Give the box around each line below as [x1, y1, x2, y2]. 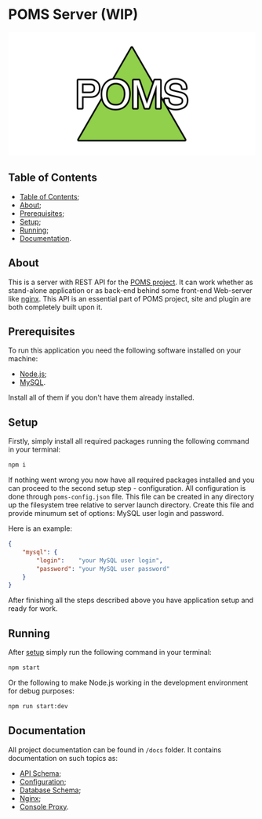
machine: [8, 354, 38, 364]
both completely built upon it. [8, 302, 104, 312]
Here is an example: [8, 524, 73, 533]
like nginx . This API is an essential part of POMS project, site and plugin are [8, 294, 251, 303]
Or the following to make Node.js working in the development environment [8, 678, 249, 687]
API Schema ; [19, 768, 61, 778]
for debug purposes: [8, 686, 75, 696]
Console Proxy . [19, 802, 69, 811]
